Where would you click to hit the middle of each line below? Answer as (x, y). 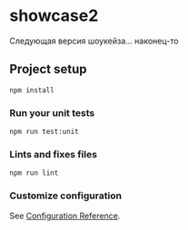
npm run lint (34, 173)
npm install (32, 90)
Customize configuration (66, 196)
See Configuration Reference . (65, 216)
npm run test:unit (44, 132)
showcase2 (54, 16)
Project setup (49, 69)
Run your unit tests (52, 112)
